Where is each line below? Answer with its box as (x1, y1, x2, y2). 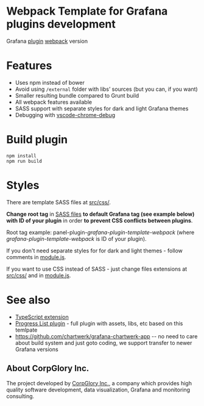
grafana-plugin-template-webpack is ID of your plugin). (6, 235, 147, 242)
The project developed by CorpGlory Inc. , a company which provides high (6, 379, 192, 386)
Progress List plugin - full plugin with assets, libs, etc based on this (15, 319, 183, 327)
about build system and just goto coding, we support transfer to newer (15, 339, 192, 346)
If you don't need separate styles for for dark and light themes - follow (6, 247, 183, 254)
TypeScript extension (15, 313, 69, 321)
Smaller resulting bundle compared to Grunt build (15, 91, 139, 99)
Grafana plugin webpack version (6, 37, 88, 45)
